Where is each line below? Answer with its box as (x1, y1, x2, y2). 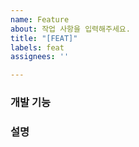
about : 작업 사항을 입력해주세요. (10, 24, 131, 34)
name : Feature (10, 14, 70, 25)
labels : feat (10, 42, 65, 53)
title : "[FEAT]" (10, 33, 78, 43)
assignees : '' (10, 52, 70, 62)
